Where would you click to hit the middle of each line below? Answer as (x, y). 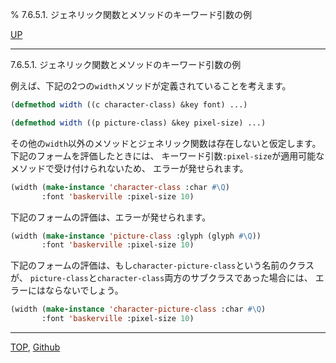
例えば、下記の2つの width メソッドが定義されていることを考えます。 (151, 86)
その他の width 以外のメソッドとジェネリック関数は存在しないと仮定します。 (166, 143)
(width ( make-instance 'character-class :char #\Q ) (120, 187)
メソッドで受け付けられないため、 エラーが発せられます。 (129, 168)
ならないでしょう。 (84, 290)
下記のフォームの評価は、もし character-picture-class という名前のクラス (162, 265)
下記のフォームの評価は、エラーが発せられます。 (111, 217)
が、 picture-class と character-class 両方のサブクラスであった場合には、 (161, 278)
